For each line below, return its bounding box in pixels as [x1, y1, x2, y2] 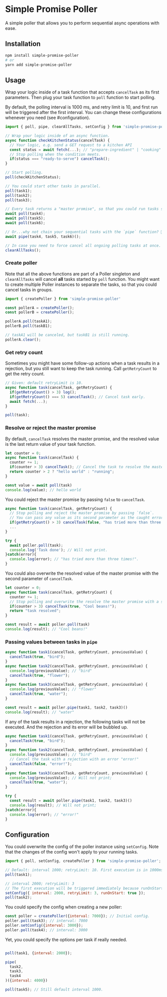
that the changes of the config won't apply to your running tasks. [5, 849, 138, 855]
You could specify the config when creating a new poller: [5, 904, 122, 910]
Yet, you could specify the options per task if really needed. [5, 936, 128, 942]
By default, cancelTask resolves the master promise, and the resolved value [5, 436, 160, 442]
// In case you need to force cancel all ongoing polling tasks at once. [5, 243, 162, 248]
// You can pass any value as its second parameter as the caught [9, 515, 150, 520]
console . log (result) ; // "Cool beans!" [5, 626, 88, 632]
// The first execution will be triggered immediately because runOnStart [5, 885, 164, 891]
